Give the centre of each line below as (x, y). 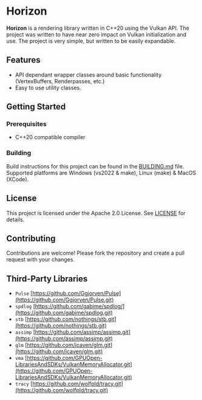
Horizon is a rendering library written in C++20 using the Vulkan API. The (98, 28)
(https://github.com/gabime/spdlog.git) (64, 313)
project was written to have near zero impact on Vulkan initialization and (96, 34)
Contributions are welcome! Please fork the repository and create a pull (96, 253)
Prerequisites (26, 124)
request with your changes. (40, 260)
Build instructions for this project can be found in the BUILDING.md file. (95, 166)
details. (15, 219)
